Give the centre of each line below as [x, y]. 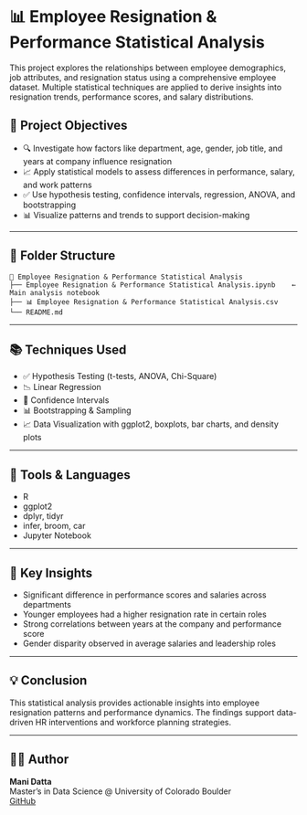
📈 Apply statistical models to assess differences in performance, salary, [159, 171]
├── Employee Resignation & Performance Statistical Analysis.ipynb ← [153, 285]
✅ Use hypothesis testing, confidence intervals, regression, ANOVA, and [159, 194]
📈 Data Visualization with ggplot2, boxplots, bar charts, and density [150, 424]
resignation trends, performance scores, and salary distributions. [132, 97]
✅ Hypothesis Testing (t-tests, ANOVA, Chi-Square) [120, 376]
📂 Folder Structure [63, 256]
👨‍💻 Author [39, 760]
